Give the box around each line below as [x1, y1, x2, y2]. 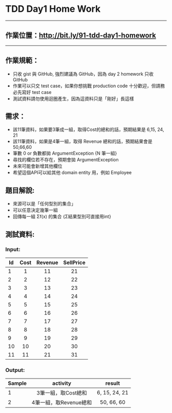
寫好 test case [21, 89, 52, 95]
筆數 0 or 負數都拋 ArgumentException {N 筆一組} [12, 150, 117, 157]
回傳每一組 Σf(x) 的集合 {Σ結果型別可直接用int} [12, 214, 112, 220]
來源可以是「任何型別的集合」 [12, 201, 76, 207]
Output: [5, 366, 25, 373]
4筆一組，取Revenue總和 [31, 399, 92, 406]
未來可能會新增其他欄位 [12, 163, 62, 170]
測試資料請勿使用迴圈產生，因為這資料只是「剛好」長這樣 [12, 96, 134, 102]
